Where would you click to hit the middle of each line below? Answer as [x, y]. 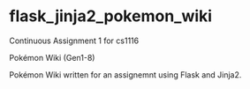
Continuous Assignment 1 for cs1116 [74, 41]
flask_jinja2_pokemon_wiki [111, 16]
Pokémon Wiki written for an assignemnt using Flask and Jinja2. [125, 74]
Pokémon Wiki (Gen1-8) [52, 57]
